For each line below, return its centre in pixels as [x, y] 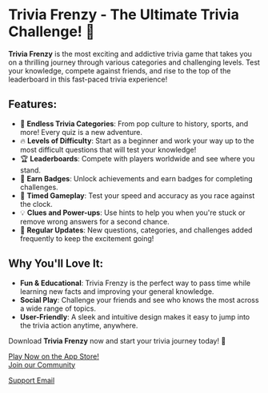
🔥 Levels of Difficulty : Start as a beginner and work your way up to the [137, 141]
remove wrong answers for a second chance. [94, 221]
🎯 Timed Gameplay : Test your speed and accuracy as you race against [137, 195]
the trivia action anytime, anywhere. [79, 325]
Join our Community [42, 364]
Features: [33, 104]
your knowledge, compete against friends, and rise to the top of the [120, 70]
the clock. [36, 204]
